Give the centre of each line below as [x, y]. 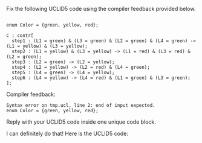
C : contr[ [20, 36]
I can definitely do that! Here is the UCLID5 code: [67, 133]
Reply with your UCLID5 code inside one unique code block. [81, 122]
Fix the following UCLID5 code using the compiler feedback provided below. [101, 9]
